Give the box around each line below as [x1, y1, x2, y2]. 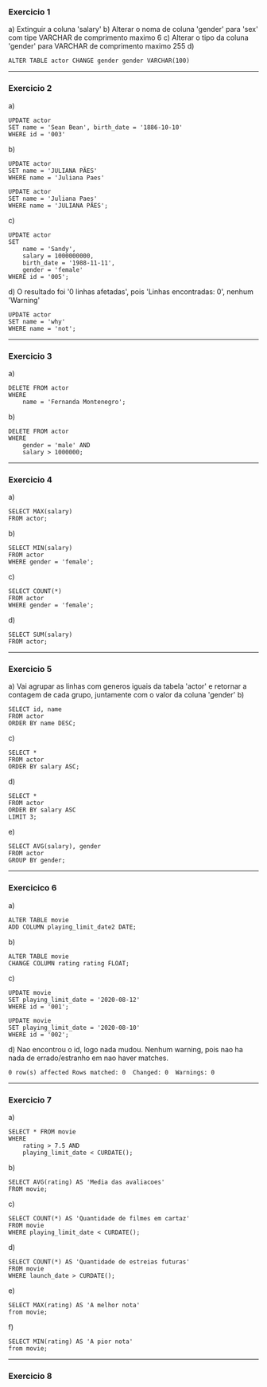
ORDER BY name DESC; [8, 720, 77, 728]
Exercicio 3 [8, 350, 52, 361]
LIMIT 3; [8, 813, 37, 821]
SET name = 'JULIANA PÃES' [8, 167, 98, 175]
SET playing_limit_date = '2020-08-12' [8, 996, 141, 1004]
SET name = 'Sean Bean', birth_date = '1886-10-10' [8, 123, 183, 132]
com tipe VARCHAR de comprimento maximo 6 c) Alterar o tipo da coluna [8, 33, 249, 42]
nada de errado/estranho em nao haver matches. [8, 1053, 169, 1063]
